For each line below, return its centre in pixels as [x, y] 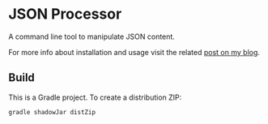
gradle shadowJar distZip [52, 112]
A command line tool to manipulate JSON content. [92, 36]
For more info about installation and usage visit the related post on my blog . [134, 52]
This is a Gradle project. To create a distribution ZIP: [95, 97]
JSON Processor [65, 14]
